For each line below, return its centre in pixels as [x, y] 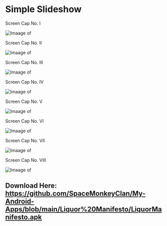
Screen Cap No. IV [24, 82]
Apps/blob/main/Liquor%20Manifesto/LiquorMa [84, 210]
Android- [20, 202]
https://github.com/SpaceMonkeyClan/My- [75, 193]
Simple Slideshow [43, 9]
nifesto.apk [23, 217]
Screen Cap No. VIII [26, 160]
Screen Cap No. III [24, 62]
